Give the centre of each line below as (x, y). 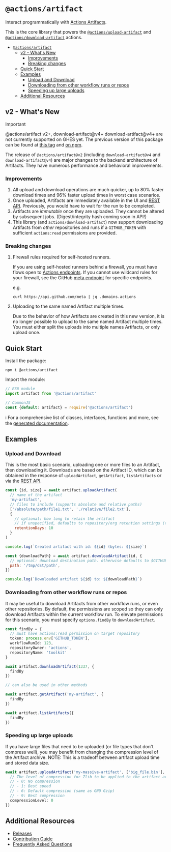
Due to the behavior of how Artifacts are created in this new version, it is (88, 316)
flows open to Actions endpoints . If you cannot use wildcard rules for (85, 272)
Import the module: (25, 379)
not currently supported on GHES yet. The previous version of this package (84, 139)
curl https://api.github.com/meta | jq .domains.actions (74, 297)
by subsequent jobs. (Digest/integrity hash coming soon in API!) (79, 217)
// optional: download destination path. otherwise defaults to (79, 561)
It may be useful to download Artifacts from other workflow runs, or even (82, 603)
